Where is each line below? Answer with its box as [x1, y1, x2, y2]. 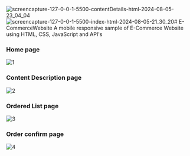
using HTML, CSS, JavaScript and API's [6, 31, 103, 38]
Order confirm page [6, 130, 64, 138]
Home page [6, 45, 40, 53]
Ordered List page [6, 102, 59, 110]
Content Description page [6, 74, 82, 82]
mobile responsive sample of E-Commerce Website [58, 24, 184, 31]
